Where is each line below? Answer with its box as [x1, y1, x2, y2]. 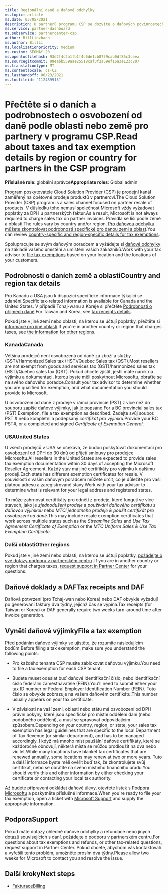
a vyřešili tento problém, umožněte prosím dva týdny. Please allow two [5, 850, 149, 856]
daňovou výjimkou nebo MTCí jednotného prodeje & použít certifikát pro [5, 507, 154, 513]
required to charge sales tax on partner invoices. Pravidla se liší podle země [5, 215, 161, 221]
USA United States [5, 433, 50, 440]
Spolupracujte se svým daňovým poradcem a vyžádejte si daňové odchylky [5, 241, 161, 247]
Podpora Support [5, 815, 58, 824]
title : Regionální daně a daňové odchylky [5, 7, 95, 13]
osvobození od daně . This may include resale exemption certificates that [5, 513, 153, 519]
